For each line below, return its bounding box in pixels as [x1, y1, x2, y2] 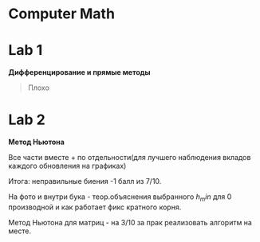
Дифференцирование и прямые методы [8, 68, 151, 77]
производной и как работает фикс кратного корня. [8, 202, 182, 212]
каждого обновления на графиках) [8, 161, 127, 171]
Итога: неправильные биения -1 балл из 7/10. [8, 177, 162, 186]
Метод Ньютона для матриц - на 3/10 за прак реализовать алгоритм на [8, 217, 253, 227]
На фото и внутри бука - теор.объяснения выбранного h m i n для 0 [8, 192, 232, 203]
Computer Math [8, 5, 116, 23]
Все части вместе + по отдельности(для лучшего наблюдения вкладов [8, 153, 251, 162]
